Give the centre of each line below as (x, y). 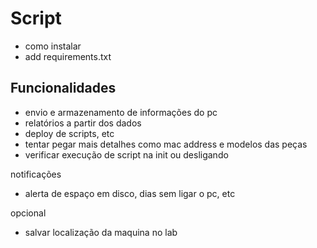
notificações (36, 174)
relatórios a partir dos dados (83, 123)
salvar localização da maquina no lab (101, 232)
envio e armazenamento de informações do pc (121, 112)
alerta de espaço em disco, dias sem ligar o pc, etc (130, 193)
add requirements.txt (68, 56)
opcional (28, 213)
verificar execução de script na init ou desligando (126, 154)
